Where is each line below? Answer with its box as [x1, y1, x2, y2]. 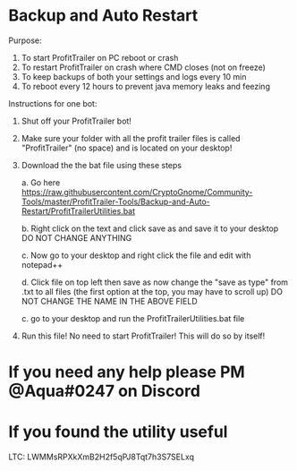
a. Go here [21, 176, 61, 188]
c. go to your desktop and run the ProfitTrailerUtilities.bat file [21, 313, 245, 323]
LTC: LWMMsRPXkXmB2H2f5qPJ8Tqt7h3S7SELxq [8, 451, 194, 462]
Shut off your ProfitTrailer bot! [21, 116, 132, 126]
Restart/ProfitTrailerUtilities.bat [21, 205, 136, 216]
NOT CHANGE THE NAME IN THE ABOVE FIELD [21, 295, 198, 306]
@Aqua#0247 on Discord [8, 381, 200, 401]
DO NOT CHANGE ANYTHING [21, 232, 132, 243]
